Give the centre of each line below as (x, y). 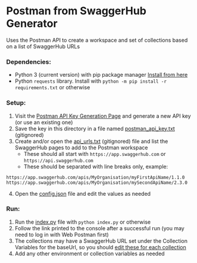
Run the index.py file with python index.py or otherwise (82, 222)
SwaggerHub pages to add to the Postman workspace (81, 148)
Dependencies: (29, 62)
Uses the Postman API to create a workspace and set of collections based (97, 40)
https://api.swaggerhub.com (58, 161)
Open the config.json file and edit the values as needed (82, 193)
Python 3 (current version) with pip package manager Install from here (101, 75)
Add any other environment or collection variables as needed (90, 253)
